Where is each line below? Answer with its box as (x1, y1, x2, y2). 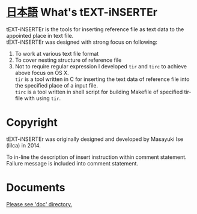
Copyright (6, 116, 58, 129)
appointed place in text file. (6, 32, 74, 39)
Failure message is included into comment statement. (6, 159, 139, 167)
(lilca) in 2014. (6, 141, 41, 149)
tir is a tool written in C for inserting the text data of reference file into (14, 76, 190, 83)
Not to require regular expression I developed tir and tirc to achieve (14, 62, 187, 70)
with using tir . (23, 94, 61, 102)
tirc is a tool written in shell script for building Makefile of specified (14, 88, 183, 95)
